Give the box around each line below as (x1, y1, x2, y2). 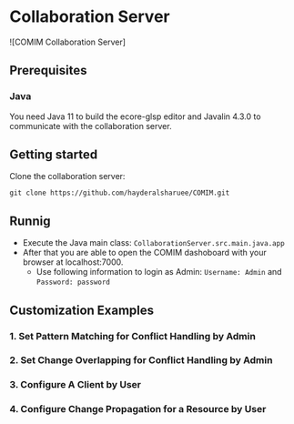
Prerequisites (9, 63, 87, 78)
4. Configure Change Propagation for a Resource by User (9, 403, 267, 416)
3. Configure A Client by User (9, 379, 141, 391)
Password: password (35, 278, 111, 288)
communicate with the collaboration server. (9, 120, 172, 131)
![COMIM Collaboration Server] (9, 36, 126, 47)
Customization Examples (9, 302, 155, 318)
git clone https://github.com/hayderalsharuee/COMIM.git (9, 188, 230, 197)
